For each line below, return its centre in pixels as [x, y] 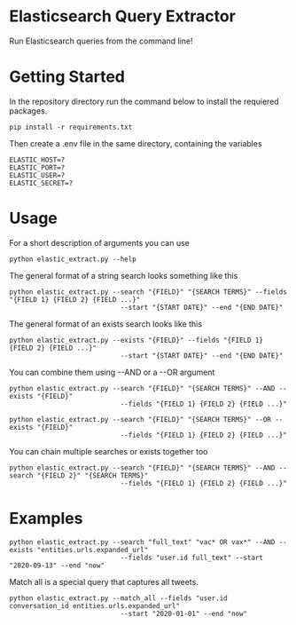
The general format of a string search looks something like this [124, 275]
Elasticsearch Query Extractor [123, 16]
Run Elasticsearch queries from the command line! [101, 41]
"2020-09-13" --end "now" [57, 566]
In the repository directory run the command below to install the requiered [144, 101]
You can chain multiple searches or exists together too [109, 451]
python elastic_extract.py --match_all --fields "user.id [118, 598]
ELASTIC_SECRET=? [41, 183]
